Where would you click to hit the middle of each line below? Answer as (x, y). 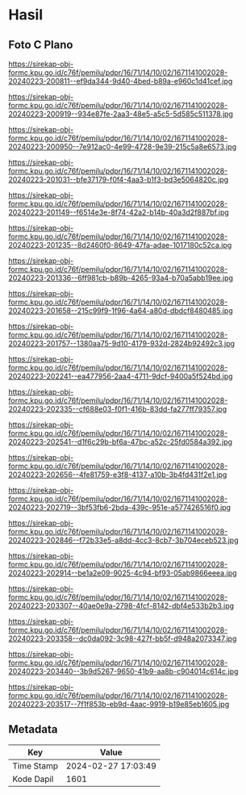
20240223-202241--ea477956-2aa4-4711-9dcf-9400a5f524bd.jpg (121, 376)
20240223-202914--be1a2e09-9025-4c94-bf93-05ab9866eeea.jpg (123, 573)
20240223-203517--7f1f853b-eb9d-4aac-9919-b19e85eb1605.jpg (119, 704)
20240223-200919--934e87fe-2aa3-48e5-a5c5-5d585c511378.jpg (121, 114)
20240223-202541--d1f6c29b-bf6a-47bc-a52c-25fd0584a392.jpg (120, 442)
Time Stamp (35, 766)
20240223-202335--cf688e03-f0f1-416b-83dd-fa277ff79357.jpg (118, 409)
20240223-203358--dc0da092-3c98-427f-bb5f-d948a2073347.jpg (123, 638)
